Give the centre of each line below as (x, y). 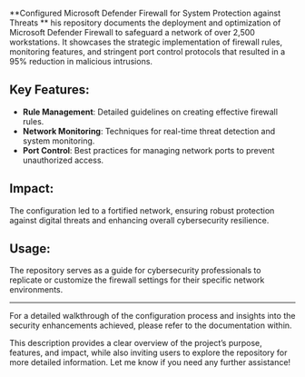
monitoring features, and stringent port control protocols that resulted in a (148, 52)
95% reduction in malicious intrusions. (81, 61)
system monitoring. (59, 141)
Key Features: (49, 90)
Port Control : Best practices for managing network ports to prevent (148, 150)
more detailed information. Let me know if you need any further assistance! (150, 362)
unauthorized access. (63, 160)
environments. (36, 290)
